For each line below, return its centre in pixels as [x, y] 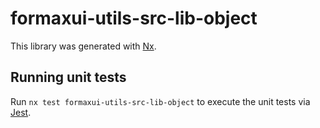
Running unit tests [68, 77]
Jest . [21, 112]
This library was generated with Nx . [83, 46]
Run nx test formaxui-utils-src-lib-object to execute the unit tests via [160, 101]
